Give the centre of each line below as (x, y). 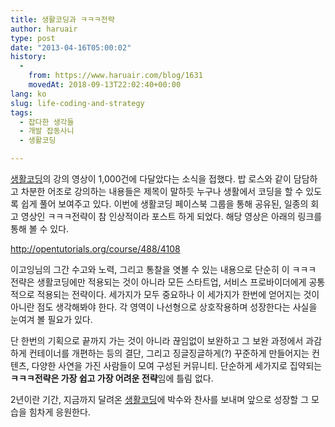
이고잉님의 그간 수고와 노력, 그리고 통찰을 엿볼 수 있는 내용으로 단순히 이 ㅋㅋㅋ (163, 269)
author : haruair (44, 29)
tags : (21, 112)
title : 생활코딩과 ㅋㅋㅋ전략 (62, 19)
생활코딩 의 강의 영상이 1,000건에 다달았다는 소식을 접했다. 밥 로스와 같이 (151, 179)
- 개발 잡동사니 (47, 131)
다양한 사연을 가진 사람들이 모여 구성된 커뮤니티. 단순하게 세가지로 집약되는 (177, 365)
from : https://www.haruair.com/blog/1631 (115, 76)
